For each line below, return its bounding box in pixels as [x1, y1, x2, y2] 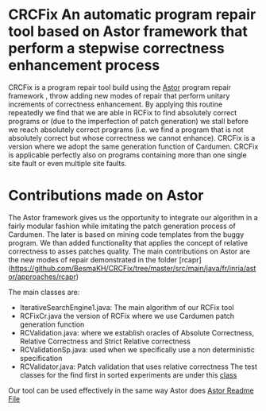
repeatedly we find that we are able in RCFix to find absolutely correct [8, 107, 237, 117]
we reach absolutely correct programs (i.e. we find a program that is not [8, 125, 244, 134]
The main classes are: [8, 287, 80, 297]
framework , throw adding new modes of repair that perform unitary [8, 91, 230, 100]
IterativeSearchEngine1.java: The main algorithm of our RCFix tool [19, 302, 234, 312]
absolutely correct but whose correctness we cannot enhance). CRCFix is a [8, 133, 256, 142]
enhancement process [8, 56, 160, 75]
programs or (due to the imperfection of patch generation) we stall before [8, 116, 249, 126]
